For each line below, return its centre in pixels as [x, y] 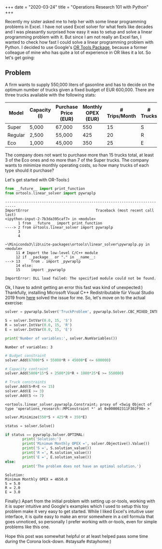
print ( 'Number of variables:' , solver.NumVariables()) [61, 338]
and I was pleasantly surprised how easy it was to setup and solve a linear [79, 32]
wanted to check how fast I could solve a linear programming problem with [79, 42]
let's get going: [20, 57]
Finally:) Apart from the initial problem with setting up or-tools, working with [80, 501]
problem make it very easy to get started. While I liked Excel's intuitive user [80, 511]
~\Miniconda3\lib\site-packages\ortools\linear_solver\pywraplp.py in [77, 244]
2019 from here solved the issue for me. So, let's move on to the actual [75, 297]
